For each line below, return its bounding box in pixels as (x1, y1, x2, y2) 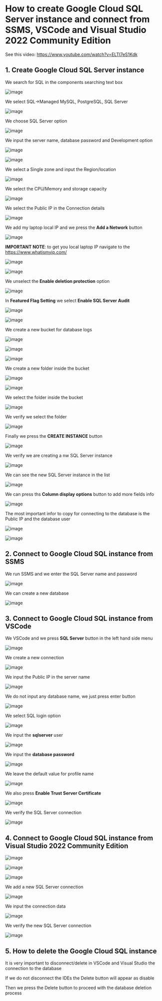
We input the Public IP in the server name (5, 674, 90, 680)
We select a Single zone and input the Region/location (5, 166, 116, 172)
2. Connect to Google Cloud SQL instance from (5, 550, 154, 558)
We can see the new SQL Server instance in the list (5, 472, 110, 478)
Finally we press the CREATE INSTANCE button (5, 433, 103, 439)
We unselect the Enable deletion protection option (5, 278, 110, 284)
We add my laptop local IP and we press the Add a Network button (5, 224, 143, 230)
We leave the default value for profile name (5, 771, 94, 777)
